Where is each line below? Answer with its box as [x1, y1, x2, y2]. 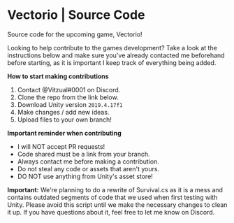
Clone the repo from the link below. [17, 93, 119, 101]
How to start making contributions [7, 72, 110, 80]
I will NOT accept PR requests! [17, 142, 105, 150]
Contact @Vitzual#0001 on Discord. [17, 85, 121, 94]
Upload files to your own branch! [17, 115, 112, 124]
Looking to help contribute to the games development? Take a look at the [7, 43, 218, 52]
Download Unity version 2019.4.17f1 [17, 100, 123, 108]
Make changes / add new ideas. [17, 108, 110, 116]
